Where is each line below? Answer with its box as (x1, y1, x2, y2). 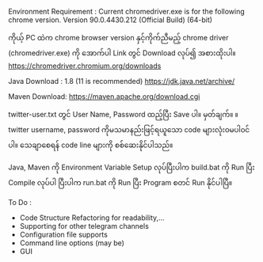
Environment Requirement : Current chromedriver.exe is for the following (8, 7, 246, 16)
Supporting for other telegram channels (19, 222, 149, 230)
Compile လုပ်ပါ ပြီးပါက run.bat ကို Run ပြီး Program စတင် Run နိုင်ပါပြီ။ (8, 178, 233, 187)
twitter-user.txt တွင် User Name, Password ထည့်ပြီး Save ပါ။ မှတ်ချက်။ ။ (8, 110, 239, 119)
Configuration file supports (19, 230, 109, 239)
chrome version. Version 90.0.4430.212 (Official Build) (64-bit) (8, 15, 212, 25)
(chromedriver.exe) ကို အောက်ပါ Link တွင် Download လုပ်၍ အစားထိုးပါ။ (8, 48, 236, 58)
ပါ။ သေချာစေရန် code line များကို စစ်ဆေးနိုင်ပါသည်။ (8, 140, 173, 150)
